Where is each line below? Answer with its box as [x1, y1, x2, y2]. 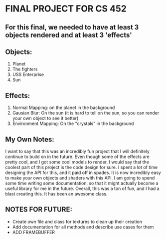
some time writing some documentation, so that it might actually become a [5, 180, 159, 186]
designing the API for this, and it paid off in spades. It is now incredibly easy [5, 169, 161, 175]
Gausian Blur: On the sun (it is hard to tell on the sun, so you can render [12, 110, 160, 116]
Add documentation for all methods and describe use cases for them [12, 223, 154, 230]
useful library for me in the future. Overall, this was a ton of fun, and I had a [5, 185, 160, 191]
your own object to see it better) [12, 115, 79, 121]
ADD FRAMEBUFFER [12, 229, 55, 235]
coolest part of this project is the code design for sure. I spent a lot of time [5, 164, 158, 170]
